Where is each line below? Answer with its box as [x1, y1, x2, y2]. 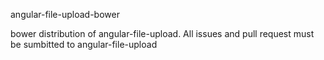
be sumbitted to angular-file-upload [10, 39, 158, 50]
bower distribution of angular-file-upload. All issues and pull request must [10, 28, 315, 39]
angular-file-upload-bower [10, 9, 120, 20]
